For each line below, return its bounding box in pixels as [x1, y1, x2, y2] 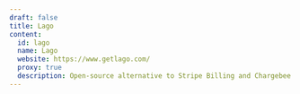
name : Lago [17, 47, 58, 56]
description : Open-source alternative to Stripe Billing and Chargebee [17, 72, 292, 81]
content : [9, 30, 42, 38]
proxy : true [17, 64, 63, 73]
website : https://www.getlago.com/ [17, 55, 151, 64]
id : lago [17, 38, 50, 47]
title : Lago [9, 21, 54, 30]
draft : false [9, 13, 58, 22]
